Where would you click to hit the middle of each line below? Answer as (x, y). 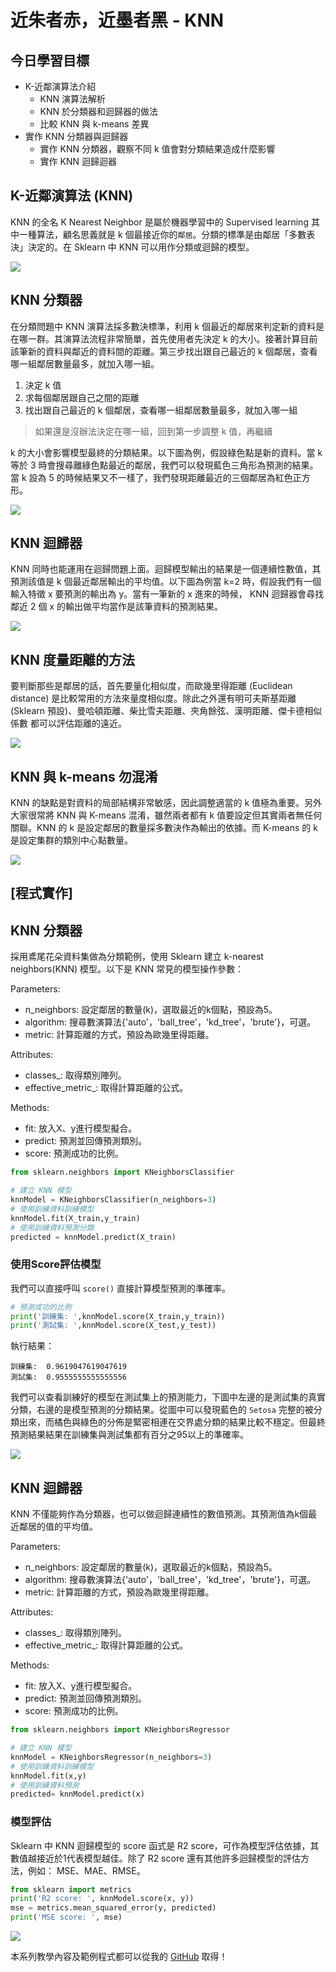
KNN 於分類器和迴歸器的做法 (99, 111)
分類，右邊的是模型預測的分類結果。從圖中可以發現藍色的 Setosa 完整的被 (162, 1410)
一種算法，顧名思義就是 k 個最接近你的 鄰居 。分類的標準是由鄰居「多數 (162, 234)
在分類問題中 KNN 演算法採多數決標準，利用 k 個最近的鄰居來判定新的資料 (163, 326)
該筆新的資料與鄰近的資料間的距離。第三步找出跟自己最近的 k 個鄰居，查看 (164, 351)
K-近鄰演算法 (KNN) (72, 196)
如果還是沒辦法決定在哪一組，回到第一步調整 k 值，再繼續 (153, 431)
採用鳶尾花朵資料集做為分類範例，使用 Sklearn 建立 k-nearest (137, 957)
